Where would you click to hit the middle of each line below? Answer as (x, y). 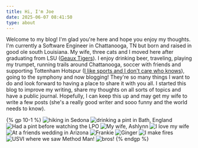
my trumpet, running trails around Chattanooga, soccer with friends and (94, 65)
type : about (21, 22)
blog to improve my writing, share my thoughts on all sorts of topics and (94, 90)
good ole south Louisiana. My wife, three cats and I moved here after (90, 52)
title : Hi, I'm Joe (30, 12)
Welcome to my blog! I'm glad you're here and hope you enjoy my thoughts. (98, 40)
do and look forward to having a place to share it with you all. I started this (96, 83)
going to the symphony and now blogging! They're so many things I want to (98, 77)
